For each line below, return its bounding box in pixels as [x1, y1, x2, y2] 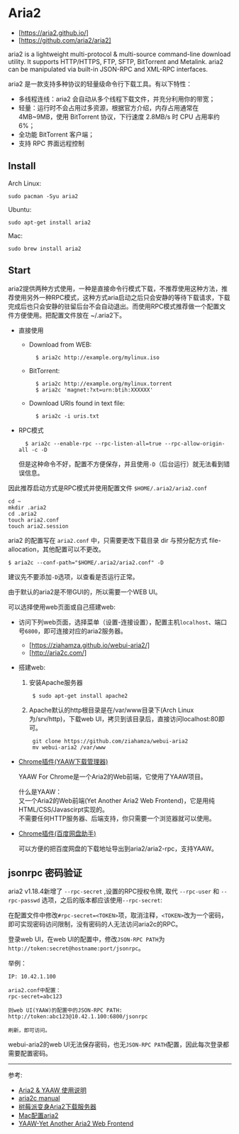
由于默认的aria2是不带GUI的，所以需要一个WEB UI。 [8, 588, 162, 596]
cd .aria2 [8, 510, 38, 517]
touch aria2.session [8, 522, 70, 530]
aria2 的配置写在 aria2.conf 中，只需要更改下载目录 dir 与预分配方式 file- [8, 536, 222, 544]
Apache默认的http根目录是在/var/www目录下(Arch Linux [28, 706, 194, 714]
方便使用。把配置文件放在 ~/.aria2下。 [13, 310, 126, 319]
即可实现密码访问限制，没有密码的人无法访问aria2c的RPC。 [8, 920, 182, 929]
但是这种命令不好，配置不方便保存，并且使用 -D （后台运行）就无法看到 [18, 460, 224, 468]
